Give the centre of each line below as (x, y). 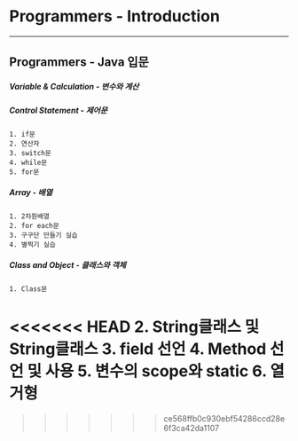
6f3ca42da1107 (192, 428)
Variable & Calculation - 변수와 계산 (74, 86)
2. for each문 (34, 225)
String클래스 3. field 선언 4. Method (138, 349)
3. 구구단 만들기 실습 (43, 235)
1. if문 (22, 134)
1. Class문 (28, 289)
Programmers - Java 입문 (79, 63)
